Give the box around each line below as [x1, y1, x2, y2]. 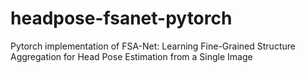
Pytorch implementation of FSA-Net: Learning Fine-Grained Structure [10, 40, 296, 52]
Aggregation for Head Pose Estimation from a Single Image [10, 50, 253, 62]
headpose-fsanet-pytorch [10, 7, 233, 30]
